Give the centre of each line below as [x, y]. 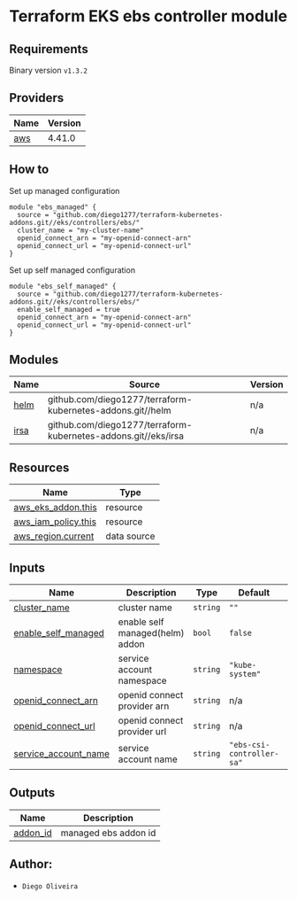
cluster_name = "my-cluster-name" [80, 230]
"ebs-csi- [249, 745]
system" [245, 674]
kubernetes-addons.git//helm [109, 411]
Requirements [49, 49]
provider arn [144, 706]
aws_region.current [54, 536]
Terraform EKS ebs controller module [148, 16]
